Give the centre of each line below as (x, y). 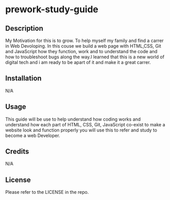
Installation (23, 79)
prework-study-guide (52, 9)
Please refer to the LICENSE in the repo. (47, 192)
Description (24, 28)
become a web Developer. (33, 135)
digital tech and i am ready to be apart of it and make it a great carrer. (78, 62)
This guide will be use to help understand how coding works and (73, 119)
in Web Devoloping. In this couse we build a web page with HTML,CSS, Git (83, 46)
